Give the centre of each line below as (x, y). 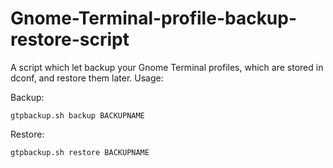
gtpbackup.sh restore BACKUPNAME (80, 152)
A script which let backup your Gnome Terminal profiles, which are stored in (167, 67)
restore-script (70, 39)
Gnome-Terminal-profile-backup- (154, 18)
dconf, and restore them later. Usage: (87, 78)
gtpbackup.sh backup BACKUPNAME (77, 115)
